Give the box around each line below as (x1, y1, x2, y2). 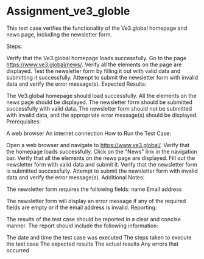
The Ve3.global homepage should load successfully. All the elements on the (6, 92, 197, 99)
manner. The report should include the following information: (6, 222, 158, 229)
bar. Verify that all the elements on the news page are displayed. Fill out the (6, 154, 195, 162)
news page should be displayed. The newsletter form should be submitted (6, 98, 193, 106)
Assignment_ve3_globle (6, 4, 130, 18)
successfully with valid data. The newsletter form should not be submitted (6, 105, 192, 112)
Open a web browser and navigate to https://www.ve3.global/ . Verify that (6, 141, 190, 148)
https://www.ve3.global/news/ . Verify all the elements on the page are (6, 61, 182, 68)
